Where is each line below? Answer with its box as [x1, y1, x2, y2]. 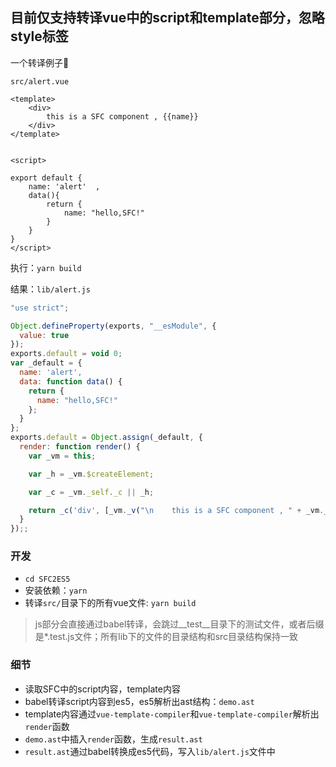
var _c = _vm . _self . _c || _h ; [28, 487, 155, 497]
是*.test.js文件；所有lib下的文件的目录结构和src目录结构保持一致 [34, 631, 299, 643]
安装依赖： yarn [24, 584, 88, 597]
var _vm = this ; [28, 451, 97, 461]
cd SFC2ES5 [24, 574, 71, 585]
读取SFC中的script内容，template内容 [24, 683, 181, 695]
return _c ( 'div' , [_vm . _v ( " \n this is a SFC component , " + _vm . [28, 505, 325, 515]
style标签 [10, 28, 69, 45]
